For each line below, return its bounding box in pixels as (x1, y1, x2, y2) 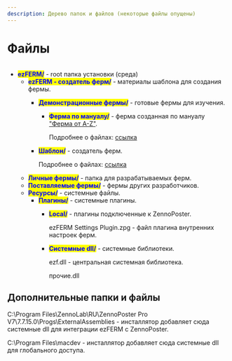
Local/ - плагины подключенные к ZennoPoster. (48, 210, 191, 218)
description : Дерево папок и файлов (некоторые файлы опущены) (7, 10, 196, 18)
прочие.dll (48, 271, 80, 280)
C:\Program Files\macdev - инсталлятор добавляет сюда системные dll (7, 339, 219, 347)
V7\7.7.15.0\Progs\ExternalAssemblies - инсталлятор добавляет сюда (7, 318, 210, 326)
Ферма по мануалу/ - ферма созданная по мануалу (48, 111, 205, 120)
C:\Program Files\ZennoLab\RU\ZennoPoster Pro (7, 310, 149, 319)
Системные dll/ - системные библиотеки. (48, 244, 175, 252)
